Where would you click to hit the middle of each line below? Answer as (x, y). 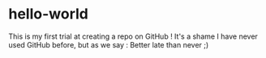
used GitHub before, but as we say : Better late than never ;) (109, 44)
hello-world (49, 14)
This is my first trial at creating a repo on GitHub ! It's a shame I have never (133, 36)
